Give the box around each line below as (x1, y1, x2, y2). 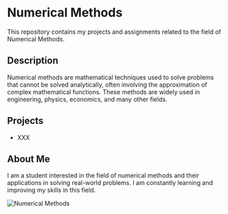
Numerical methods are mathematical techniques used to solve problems (7, 73, 214, 81)
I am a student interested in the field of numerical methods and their (7, 171, 200, 180)
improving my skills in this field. (7, 186, 96, 194)
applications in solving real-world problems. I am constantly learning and (7, 179, 214, 187)
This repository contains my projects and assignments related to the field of (7, 28, 221, 36)
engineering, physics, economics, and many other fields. (7, 95, 168, 103)
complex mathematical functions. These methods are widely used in (7, 87, 201, 96)
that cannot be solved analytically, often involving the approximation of (7, 81, 207, 89)
